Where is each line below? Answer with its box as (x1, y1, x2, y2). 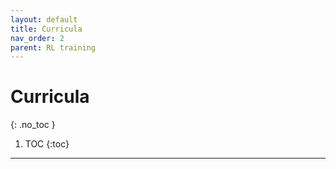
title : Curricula (10, 24, 83, 34)
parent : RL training (10, 42, 97, 53)
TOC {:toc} (24, 138, 70, 150)
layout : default (10, 14, 78, 25)
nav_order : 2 (10, 33, 65, 43)
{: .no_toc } (10, 119, 56, 131)
